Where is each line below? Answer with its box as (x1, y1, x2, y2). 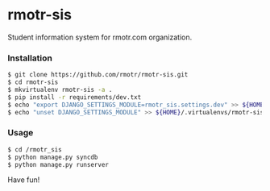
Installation (7, 52, 53, 64)
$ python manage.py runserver (7, 160, 110, 168)
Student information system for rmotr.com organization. (7, 32, 193, 42)
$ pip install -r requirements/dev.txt (7, 93, 142, 102)
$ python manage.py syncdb (7, 153, 98, 161)
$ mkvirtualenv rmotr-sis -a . (7, 85, 113, 93)
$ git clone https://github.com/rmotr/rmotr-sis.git (7, 71, 189, 79)
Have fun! (7, 175, 40, 185)
